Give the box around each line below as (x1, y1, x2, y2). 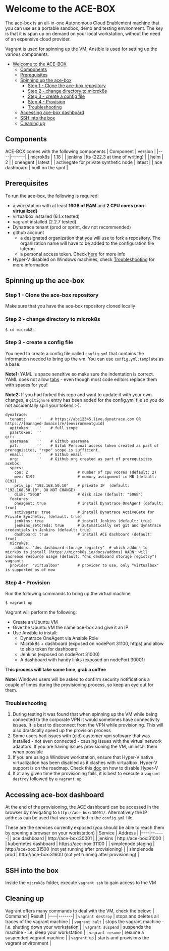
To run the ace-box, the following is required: (5, 193, 99, 199)
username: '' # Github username (10, 439, 89, 444)
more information (12, 261, 49, 268)
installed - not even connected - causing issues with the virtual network (12, 738, 162, 744)
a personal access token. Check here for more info (20, 251, 126, 257)
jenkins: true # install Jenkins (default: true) (14, 518, 152, 523)
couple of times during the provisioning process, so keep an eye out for (5, 682, 154, 688)
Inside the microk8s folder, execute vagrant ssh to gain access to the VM (5, 880, 156, 886)
